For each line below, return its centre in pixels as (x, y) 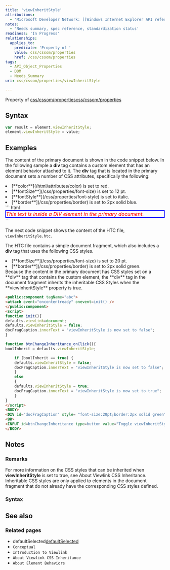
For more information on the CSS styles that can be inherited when (75, 470)
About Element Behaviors (39, 563)
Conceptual (24, 547)
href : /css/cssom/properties (45, 57)
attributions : (20, 15)
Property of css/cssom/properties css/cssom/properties (63, 99)
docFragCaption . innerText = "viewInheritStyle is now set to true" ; (88, 391)
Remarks (16, 459)
